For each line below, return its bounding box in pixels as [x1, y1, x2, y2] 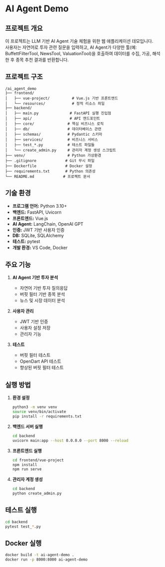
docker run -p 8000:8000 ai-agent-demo [5, 557, 88, 562]
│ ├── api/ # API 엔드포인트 [5, 116, 100, 121]
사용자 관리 [12, 308, 34, 314]
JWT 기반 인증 [19, 319, 48, 324]
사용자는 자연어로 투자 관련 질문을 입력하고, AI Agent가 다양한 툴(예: [5, 44, 137, 50]
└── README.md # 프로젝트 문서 [5, 174, 90, 179]
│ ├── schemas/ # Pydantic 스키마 [5, 132, 103, 137]
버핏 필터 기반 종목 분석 [19, 291, 66, 297]
